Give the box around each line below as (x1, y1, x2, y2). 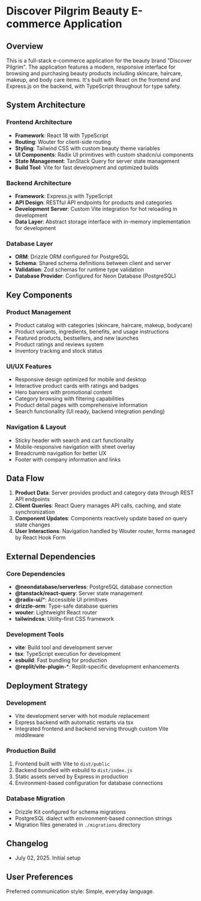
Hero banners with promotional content (14, 388, 112, 396)
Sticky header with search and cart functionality (14, 437, 134, 444)
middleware (14, 732, 44, 739)
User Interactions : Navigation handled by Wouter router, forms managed (14, 528, 195, 535)
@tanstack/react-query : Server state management (14, 590, 143, 597)
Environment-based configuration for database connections (14, 779, 163, 787)
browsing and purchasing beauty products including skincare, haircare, (6, 70, 183, 76)
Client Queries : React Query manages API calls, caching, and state (14, 502, 181, 510)
